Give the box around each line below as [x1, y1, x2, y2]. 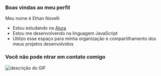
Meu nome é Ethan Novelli [5, 15, 60, 21]
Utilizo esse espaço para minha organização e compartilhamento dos [12, 35, 156, 41]
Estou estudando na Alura [12, 25, 66, 31]
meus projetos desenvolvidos [12, 41, 74, 47]
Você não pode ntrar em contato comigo [5, 53, 106, 60]
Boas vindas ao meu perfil [5, 4, 70, 11]
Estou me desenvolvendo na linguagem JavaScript [12, 30, 118, 36]
